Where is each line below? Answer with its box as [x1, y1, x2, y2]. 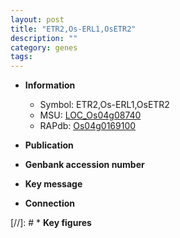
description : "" [10, 33, 78, 43]
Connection [24, 197, 75, 210]
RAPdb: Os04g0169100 [39, 120, 137, 132]
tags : [10, 52, 33, 62]
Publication [24, 139, 74, 151]
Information [24, 79, 76, 91]
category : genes [10, 42, 78, 53]
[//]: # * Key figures [10, 217, 92, 229]
